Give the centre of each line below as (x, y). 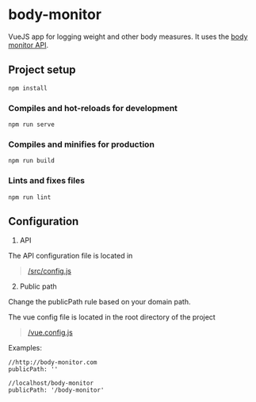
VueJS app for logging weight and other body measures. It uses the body (128, 36)
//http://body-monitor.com (53, 362)
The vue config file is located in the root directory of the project (112, 317)
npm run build (32, 161)
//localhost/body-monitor (51, 383)
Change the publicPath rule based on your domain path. (99, 302)
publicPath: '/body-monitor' (56, 390)
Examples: (25, 348)
